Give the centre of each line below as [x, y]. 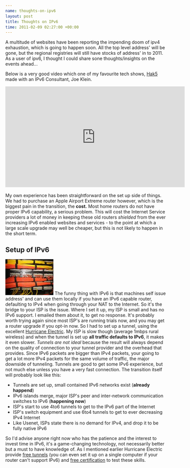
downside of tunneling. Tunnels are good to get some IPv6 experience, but [84, 364]
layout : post [19, 16]
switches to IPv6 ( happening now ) [49, 401]
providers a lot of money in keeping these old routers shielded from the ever [86, 217]
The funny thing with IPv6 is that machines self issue [110, 293]
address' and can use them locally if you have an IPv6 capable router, [79, 299]
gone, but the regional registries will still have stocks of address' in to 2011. [84, 53]
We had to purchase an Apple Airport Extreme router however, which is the [84, 201]
